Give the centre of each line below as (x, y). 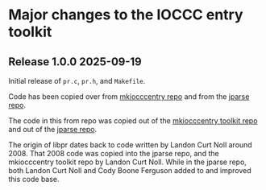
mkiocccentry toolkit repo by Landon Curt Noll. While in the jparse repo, (128, 162)
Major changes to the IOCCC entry (126, 15)
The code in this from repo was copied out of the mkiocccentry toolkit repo (133, 121)
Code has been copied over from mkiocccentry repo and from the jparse (129, 97)
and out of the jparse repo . (53, 129)
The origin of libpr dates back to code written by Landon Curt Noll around (130, 145)
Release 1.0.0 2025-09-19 (75, 62)
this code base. (34, 179)
